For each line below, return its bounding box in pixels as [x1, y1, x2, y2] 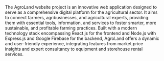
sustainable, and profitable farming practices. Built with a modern [5, 25, 137, 31]
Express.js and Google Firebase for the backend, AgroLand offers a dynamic [5, 35, 160, 41]
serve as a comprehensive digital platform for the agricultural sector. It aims [5, 9, 158, 15]
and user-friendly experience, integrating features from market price [5, 41, 143, 46]
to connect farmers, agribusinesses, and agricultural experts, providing [5, 15, 148, 20]
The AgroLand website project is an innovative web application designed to [5, 4, 157, 10]
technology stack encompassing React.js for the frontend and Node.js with [5, 30, 156, 36]
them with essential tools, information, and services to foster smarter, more [5, 20, 157, 26]
